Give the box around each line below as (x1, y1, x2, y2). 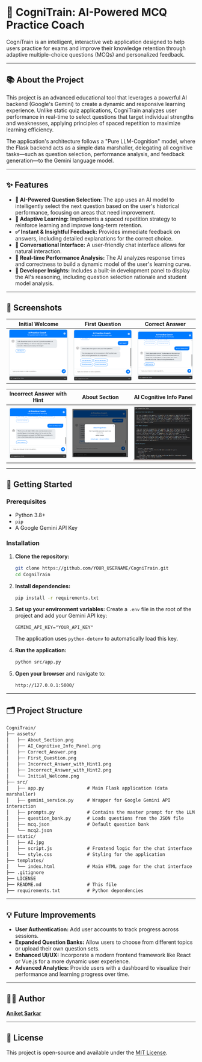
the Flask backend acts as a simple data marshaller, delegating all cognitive (6, 144, 193, 151)
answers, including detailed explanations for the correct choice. (14, 234, 173, 242)
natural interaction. (14, 247, 62, 255)
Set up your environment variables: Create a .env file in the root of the (14, 606, 192, 613)
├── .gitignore (6, 870, 44, 876)
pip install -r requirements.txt (14, 595, 99, 601)
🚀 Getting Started (6, 479, 73, 490)
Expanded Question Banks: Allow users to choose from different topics (14, 938, 193, 946)
